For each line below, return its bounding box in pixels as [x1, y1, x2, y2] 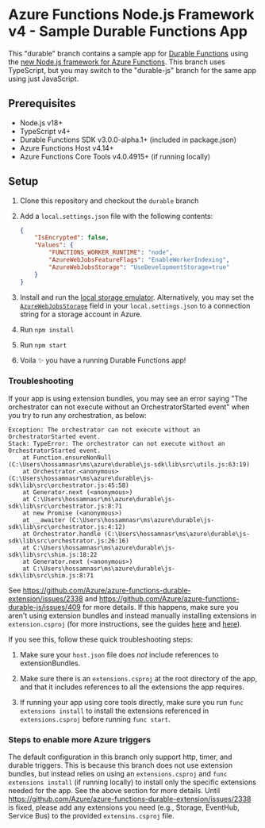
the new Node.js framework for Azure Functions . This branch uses [8, 57, 226, 67]
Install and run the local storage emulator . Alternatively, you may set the [19, 292, 255, 302]
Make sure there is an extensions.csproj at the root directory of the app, [19, 673, 258, 683]
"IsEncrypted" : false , [34, 234, 109, 242]
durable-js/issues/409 [8, 602, 81, 611]
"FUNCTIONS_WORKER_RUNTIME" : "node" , [48, 248, 173, 257]
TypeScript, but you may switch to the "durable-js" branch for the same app [8, 65, 256, 75]
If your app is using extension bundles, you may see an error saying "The [8, 393, 248, 403]
